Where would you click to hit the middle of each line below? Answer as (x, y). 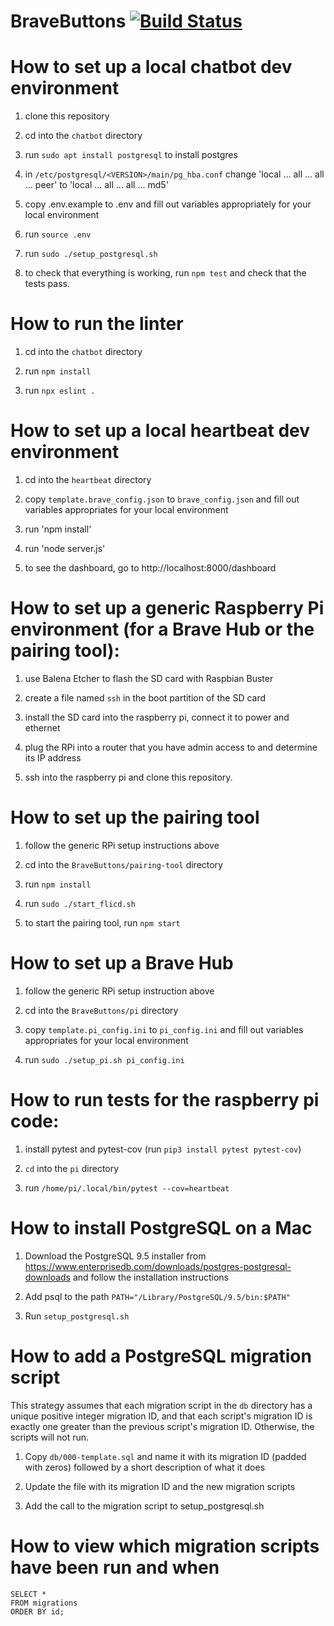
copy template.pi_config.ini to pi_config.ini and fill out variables (164, 1029)
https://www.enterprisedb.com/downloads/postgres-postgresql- (158, 1266)
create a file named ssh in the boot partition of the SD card (145, 697)
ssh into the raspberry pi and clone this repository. (128, 777)
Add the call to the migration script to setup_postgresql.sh (144, 1506)
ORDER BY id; (37, 1611)
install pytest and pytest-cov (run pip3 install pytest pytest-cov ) (163, 1149)
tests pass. (47, 284)
